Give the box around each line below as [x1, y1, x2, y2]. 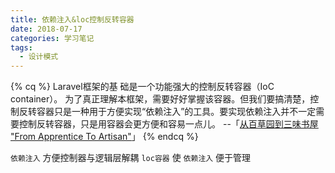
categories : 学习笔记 [10, 33, 95, 43]
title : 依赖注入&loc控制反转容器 [10, 14, 135, 25]
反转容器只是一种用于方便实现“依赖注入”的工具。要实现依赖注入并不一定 [18, 106, 317, 118]
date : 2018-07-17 [10, 24, 83, 34]
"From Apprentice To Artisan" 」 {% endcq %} [10, 131, 199, 143]
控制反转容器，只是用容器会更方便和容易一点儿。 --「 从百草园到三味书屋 [18, 118, 319, 130]
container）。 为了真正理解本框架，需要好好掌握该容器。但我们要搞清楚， [10, 93, 311, 105]
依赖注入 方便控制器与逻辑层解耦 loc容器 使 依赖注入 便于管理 [10, 152, 252, 164]
